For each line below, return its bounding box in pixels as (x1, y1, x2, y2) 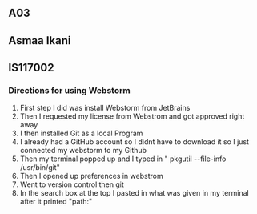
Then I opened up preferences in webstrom (19, 172, 163, 181)
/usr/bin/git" (19, 163, 60, 172)
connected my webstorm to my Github (19, 146, 147, 155)
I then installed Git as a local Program (19, 128, 143, 139)
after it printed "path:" (19, 196, 93, 207)
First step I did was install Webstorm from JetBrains (19, 103, 191, 113)
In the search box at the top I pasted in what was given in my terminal (19, 188, 250, 198)
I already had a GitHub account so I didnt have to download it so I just (19, 137, 250, 147)
